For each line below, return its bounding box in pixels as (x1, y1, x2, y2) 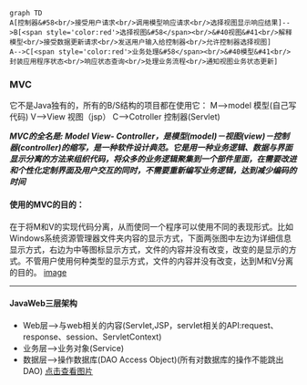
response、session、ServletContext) (22, 331, 162, 342)
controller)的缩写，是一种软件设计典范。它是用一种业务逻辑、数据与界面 (20, 142, 293, 153)
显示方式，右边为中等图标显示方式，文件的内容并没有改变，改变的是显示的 (9, 244, 289, 255)
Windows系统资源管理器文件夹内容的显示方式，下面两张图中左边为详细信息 (9, 233, 292, 244)
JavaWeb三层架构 (9, 297, 77, 309)
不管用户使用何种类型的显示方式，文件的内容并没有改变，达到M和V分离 (25, 255, 294, 266)
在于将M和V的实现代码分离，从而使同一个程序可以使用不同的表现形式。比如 (9, 221, 294, 232)
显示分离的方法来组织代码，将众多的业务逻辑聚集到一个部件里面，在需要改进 (9, 153, 297, 164)
